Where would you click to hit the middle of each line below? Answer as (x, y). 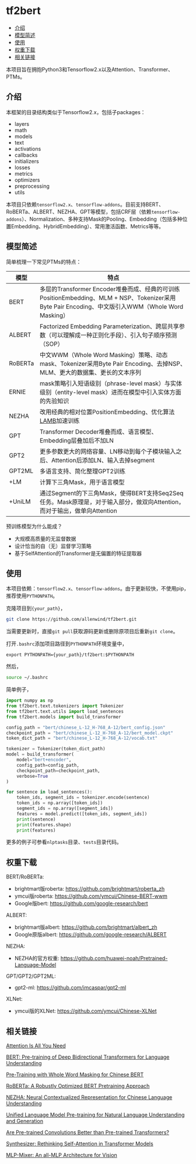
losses (22, 167)
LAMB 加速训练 (60, 421)
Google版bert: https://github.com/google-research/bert (81, 904)
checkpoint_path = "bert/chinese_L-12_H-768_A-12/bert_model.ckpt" (90, 733)
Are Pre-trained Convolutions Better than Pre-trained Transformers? (87, 1132)
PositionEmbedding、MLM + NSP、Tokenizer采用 (108, 298)
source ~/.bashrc (27, 678)
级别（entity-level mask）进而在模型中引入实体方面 (111, 392)
